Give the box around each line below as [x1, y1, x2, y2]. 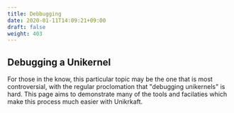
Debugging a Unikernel [7, 56, 111, 68]
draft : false [7, 23, 46, 30]
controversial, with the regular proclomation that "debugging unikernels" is [7, 83, 225, 91]
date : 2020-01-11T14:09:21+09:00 [7, 17, 106, 24]
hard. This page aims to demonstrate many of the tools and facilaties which [7, 90, 228, 99]
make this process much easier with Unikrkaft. [7, 97, 143, 106]
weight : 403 [7, 30, 43, 37]
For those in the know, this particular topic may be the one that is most [7, 75, 213, 83]
